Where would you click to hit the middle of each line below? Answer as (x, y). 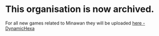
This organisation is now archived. (80, 9)
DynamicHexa (20, 28)
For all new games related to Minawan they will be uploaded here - (75, 23)
